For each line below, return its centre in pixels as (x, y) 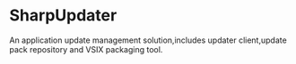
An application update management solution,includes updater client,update (148, 40)
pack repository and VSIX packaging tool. (86, 49)
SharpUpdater (63, 16)
